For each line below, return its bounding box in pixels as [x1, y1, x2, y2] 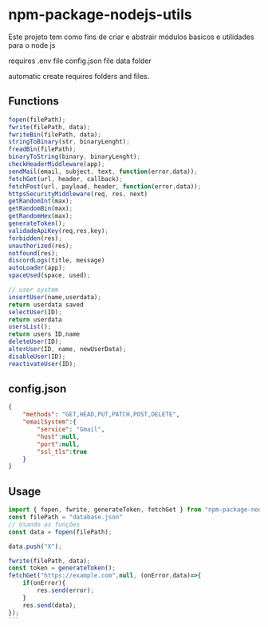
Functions [8, 94, 60, 108]
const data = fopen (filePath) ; [8, 528, 112, 536]
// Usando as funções [8, 520, 81, 528]
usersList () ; [8, 323, 52, 331]
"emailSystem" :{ [22, 418, 77, 426]
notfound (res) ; [8, 249, 59, 257]
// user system [8, 286, 59, 294]
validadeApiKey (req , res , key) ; [8, 227, 109, 235]
